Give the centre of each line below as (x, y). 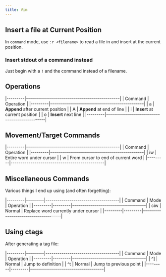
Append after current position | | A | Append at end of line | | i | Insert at (79, 109)
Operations (23, 87)
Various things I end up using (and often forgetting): (58, 191)
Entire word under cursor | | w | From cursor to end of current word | (75, 158)
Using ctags (24, 232)
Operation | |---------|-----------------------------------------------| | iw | (81, 153)
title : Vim (16, 10)
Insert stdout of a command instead (49, 60)
